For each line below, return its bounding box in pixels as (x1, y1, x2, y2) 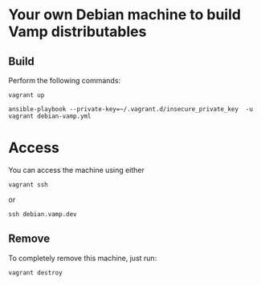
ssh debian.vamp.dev (8, 210, 78, 218)
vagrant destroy (8, 268, 63, 277)
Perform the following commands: (8, 76, 121, 85)
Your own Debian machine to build (8, 6, 241, 24)
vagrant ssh (8, 180, 48, 189)
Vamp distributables (8, 22, 147, 41)
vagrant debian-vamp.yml (8, 112, 92, 120)
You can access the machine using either (8, 165, 145, 175)
